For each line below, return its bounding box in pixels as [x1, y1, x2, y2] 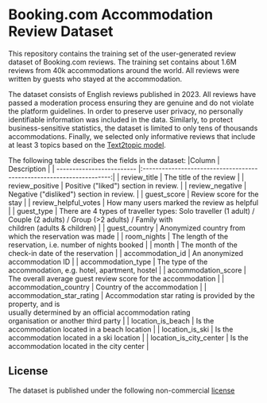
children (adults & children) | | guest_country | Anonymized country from [8, 223, 246, 232]
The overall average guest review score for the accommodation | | [8, 273, 225, 283]
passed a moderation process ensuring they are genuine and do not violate [8, 98, 254, 107]
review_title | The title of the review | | [121, 172, 245, 182]
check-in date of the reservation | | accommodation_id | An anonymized [8, 248, 244, 258]
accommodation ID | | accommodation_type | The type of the [8, 257, 208, 266]
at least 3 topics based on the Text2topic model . [8, 140, 167, 149]
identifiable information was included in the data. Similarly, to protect [8, 114, 233, 124]
